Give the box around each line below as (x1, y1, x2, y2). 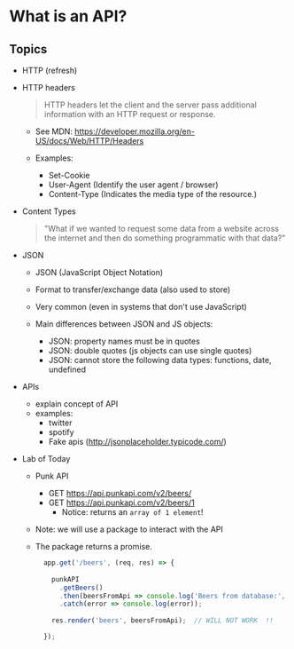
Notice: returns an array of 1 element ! (61, 507, 204, 517)
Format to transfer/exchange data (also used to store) (35, 284, 231, 295)
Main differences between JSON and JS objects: (35, 319, 213, 329)
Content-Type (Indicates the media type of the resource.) (48, 189, 258, 199)
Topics (9, 42, 48, 57)
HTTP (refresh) (21, 65, 78, 75)
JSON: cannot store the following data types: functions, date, (48, 355, 272, 365)
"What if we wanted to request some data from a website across (43, 224, 279, 233)
